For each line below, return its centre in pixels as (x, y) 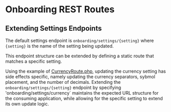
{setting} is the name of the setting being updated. (59, 46)
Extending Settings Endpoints (54, 28)
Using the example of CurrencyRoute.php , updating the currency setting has (86, 71)
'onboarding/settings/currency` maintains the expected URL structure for (82, 93)
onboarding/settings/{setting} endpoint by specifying (63, 87)
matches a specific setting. (34, 61)
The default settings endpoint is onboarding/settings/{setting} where (80, 40)
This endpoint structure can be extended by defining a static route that (80, 56)
